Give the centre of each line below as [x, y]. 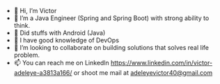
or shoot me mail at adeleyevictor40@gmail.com [143, 73]
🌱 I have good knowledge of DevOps [66, 40]
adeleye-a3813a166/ [43, 73]
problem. [27, 55]
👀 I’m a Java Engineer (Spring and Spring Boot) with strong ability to [111, 18]
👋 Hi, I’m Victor [35, 11]
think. [22, 25]
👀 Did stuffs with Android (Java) [60, 33]
